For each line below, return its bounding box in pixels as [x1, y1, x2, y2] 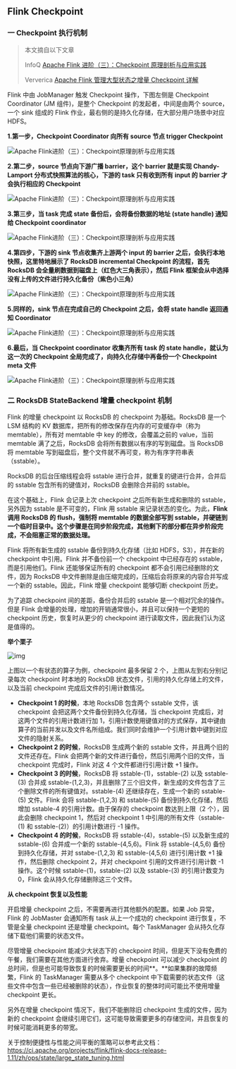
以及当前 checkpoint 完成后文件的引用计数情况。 [7, 683, 149, 692]
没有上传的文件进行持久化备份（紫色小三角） [7, 274, 137, 283]
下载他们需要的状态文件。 [13, 931, 88, 940]
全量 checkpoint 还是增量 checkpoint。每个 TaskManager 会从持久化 [19, 922, 219, 931]
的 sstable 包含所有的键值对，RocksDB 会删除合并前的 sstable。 [7, 480, 194, 489]
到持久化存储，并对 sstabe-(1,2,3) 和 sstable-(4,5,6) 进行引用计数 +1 [17, 848, 215, 857]
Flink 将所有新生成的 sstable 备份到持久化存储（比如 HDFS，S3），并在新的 [7, 546, 225, 554]
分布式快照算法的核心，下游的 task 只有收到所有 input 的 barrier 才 [34, 171, 228, 179]
